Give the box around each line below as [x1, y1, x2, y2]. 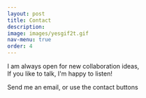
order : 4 [7, 43, 33, 50]
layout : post [7, 10, 45, 17]
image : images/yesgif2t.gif [7, 29, 89, 37]
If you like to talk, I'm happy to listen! [7, 69, 113, 78]
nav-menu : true [7, 36, 52, 43]
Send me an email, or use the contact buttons [7, 83, 138, 91]
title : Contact [7, 17, 52, 24]
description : [7, 23, 45, 30]
